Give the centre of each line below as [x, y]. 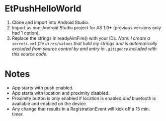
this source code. [30, 54]
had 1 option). [26, 33]
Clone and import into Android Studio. [50, 22]
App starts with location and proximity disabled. [61, 93]
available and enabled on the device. [49, 103]
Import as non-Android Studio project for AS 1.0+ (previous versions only [86, 27]
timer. [18, 114]
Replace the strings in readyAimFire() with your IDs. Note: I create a [81, 38]
